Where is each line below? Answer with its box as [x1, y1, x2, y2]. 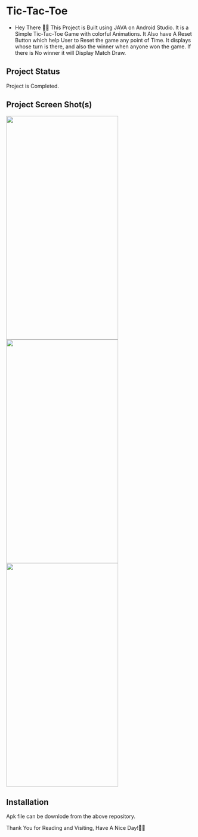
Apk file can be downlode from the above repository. [6, 813, 136, 820]
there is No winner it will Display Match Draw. [14, 49, 126, 56]
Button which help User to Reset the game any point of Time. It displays [14, 36, 191, 44]
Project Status [6, 67, 61, 77]
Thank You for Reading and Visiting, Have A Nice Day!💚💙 [6, 824, 146, 832]
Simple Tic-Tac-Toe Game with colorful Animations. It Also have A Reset [14, 30, 192, 37]
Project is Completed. [6, 82, 60, 89]
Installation [6, 797, 49, 807]
